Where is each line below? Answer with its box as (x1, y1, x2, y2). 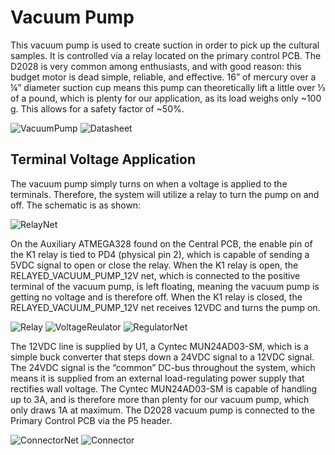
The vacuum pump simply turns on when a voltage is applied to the (10, 177, 288, 190)
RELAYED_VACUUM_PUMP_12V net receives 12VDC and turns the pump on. (10, 301, 321, 313)
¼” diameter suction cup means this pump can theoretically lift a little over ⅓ (10, 81, 326, 93)
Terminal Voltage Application (10, 151, 197, 168)
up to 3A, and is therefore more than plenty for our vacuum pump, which (10, 393, 310, 405)
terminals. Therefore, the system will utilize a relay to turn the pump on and (10, 188, 320, 200)
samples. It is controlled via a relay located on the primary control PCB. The (10, 49, 322, 61)
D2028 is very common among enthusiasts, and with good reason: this (10, 60, 302, 72)
